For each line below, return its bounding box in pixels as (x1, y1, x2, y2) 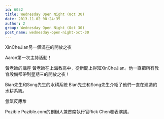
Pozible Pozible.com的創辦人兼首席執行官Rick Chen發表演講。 (5, 109, 132, 115)
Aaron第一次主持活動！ (5, 55, 52, 60)
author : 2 (5, 21, 26, 26)
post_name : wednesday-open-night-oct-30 (5, 30, 90, 35)
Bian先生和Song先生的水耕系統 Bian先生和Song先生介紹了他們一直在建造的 (5, 82, 158, 88)
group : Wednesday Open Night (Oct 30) (5, 26, 85, 30)
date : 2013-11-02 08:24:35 (5, 16, 61, 21)
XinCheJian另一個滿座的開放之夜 (5, 44, 72, 50)
